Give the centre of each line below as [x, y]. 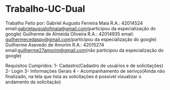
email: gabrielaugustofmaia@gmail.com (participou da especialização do [81, 28]
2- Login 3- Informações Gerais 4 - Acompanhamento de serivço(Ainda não [85, 71]
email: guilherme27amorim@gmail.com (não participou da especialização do [84, 50]
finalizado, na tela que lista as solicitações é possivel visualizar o [74, 76]
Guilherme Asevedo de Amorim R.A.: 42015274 [55, 44]
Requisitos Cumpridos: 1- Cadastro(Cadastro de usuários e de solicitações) [84, 65]
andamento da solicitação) [33, 82]
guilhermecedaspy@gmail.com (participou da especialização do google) [81, 39]
